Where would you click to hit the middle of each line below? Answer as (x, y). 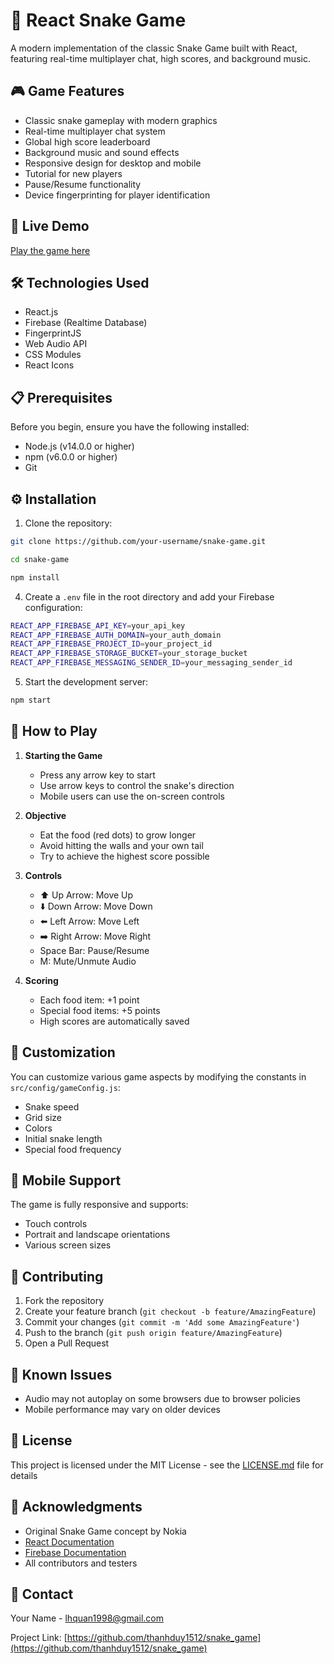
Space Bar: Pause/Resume (94, 950)
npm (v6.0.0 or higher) (71, 457)
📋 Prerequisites (61, 397)
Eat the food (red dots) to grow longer (118, 835)
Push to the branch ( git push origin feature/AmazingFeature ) (153, 1333)
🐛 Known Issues (61, 1374)
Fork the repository (64, 1301)
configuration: (53, 607)
